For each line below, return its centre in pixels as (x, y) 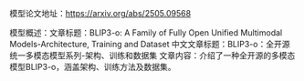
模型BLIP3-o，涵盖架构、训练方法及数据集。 (93, 67)
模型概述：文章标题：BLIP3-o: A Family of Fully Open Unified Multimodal (146, 33)
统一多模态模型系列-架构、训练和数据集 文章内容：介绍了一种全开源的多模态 (152, 56)
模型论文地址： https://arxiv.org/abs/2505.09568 (100, 13)
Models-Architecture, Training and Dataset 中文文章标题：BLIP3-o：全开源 (150, 44)
